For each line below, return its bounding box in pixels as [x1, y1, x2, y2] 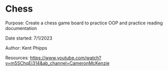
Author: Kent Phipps [5, 45, 47, 51]
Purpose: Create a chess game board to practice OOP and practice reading [5, 20, 163, 26]
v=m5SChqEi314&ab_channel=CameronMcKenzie [5, 60, 110, 66]
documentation [5, 25, 37, 31]
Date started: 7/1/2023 [5, 35, 52, 41]
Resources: [5, 54, 29, 61]
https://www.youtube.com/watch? [30, 54, 102, 61]
